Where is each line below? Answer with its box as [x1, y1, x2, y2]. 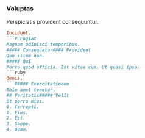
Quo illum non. [6, 53, 45, 59]
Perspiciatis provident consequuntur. [6, 18, 99, 26]
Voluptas [6, 4, 34, 13]
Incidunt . [6, 30, 32, 36]
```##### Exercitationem [6, 81, 69, 87]
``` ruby [6, 70, 26, 76]
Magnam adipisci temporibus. [6, 42, 80, 48]
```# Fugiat [6, 35, 37, 42]
